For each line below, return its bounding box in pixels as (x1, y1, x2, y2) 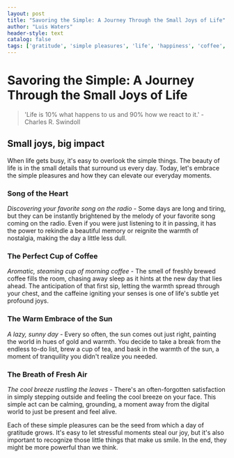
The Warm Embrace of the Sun (7, 314, 113, 324)
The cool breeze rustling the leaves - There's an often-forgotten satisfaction (7, 385, 226, 393)
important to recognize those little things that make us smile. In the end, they (7, 436, 227, 444)
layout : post (7, 10, 45, 17)
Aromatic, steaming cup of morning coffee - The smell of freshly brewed (7, 267, 216, 276)
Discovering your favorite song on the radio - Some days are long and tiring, (7, 205, 226, 213)
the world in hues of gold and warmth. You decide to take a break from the (7, 337, 221, 345)
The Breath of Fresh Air (7, 370, 88, 379)
